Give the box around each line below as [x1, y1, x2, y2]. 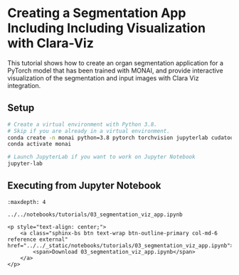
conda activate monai [7, 141, 72, 148]
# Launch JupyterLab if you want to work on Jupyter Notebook [7, 153, 196, 161]
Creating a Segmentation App [7, 5, 186, 21]
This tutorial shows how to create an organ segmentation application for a [7, 58, 224, 67]
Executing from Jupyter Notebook [7, 180, 161, 192]
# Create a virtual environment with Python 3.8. [7, 121, 158, 128]
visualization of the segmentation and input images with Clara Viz [7, 73, 199, 82]
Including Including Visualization [7, 20, 206, 36]
